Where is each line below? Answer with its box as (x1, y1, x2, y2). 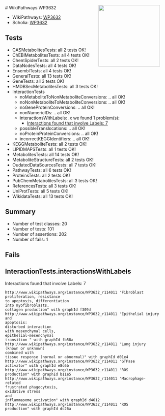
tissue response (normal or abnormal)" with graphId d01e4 (5, 354, 129, 359)
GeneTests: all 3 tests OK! (12, 78, 65, 84)
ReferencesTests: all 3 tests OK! (12, 183, 77, 189)
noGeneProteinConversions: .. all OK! (19, 104, 95, 110)
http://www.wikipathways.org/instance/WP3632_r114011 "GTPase (5, 359, 135, 364)
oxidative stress (5, 389, 41, 394)
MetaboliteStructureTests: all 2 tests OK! (12, 157, 94, 162)
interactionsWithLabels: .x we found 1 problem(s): (19, 115, 120, 121)
